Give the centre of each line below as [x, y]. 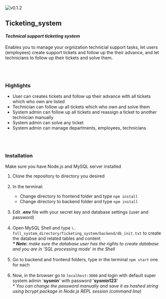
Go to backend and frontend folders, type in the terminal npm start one [85, 260]
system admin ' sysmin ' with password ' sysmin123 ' [65, 281]
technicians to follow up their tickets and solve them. [59, 58]
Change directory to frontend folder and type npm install [79, 196]
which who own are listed [39, 101]
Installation [19, 155]
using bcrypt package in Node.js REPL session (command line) [77, 291]
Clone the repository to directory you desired [58, 176]
